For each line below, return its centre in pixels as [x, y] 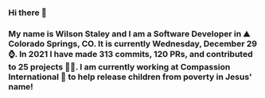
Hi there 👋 [28, 13]
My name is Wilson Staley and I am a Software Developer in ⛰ [129, 33]
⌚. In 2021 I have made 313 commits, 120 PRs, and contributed [131, 54]
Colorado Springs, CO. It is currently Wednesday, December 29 [132, 43]
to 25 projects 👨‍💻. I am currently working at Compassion [119, 66]
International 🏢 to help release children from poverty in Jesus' [130, 77]
